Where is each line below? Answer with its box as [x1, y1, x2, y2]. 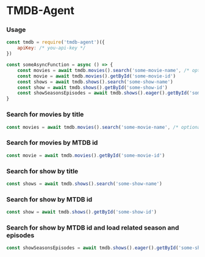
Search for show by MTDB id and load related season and [6, 223, 179, 232]
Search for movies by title [6, 110, 84, 119]
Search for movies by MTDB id [6, 139, 98, 147]
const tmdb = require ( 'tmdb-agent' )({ [6, 39, 105, 46]
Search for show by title [6, 167, 79, 175]
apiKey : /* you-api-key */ [17, 45, 86, 51]
